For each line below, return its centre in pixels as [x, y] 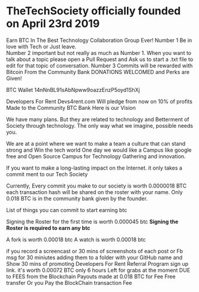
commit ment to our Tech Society [47, 174]
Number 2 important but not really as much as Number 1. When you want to [99, 53]
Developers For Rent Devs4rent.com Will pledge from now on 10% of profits [99, 101]
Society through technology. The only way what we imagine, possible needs [100, 125]
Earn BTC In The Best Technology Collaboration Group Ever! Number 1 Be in [99, 40]
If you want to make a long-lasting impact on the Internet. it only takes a [94, 168]
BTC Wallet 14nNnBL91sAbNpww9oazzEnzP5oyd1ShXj [73, 90]
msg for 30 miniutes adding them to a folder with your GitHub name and [94, 257]
